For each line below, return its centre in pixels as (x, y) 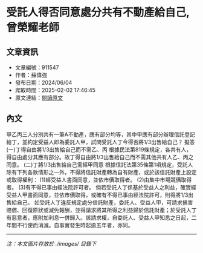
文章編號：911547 (37, 67)
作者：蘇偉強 (31, 75)
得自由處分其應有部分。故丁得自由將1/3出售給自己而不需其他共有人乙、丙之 (100, 157)
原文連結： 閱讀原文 (39, 98)
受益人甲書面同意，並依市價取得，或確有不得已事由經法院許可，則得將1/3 (97, 195)
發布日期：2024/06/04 (43, 83)
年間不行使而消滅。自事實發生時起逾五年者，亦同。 (70, 225)
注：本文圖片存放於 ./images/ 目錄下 (51, 243)
